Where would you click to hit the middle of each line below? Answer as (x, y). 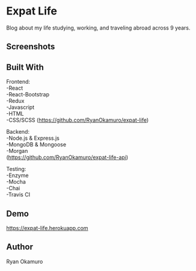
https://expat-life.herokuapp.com (47, 228)
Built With (25, 67)
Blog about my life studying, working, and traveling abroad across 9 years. (98, 28)
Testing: (16, 169)
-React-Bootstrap (28, 95)
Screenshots (31, 47)
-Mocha (16, 182)
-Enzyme (17, 175)
